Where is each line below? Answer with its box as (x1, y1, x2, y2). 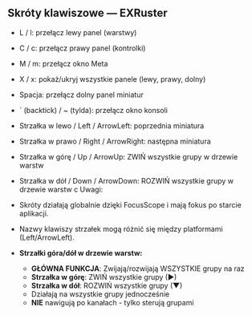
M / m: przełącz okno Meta (18, 59, 108, 68)
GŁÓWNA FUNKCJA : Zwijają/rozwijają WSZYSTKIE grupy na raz (30, 264, 246, 273)
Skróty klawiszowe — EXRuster (7, 6, 168, 20)
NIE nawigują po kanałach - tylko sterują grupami (30, 297, 194, 307)
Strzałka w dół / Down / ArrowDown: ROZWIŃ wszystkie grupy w (18, 176, 234, 185)
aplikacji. (18, 208, 49, 218)
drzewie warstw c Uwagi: (18, 184, 104, 194)
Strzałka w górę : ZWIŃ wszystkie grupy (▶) (30, 272, 177, 281)
